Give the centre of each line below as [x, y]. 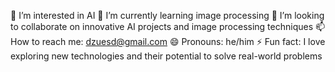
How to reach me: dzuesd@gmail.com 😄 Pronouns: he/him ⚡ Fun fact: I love [168, 41]
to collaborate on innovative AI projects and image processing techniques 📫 [168, 26]
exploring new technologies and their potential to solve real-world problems [166, 56]
